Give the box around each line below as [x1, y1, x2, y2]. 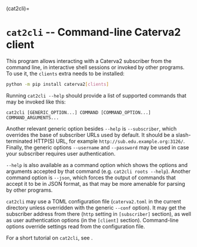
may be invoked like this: [6, 98, 66, 105]
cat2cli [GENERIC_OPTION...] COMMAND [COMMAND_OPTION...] [6, 109, 151, 115]
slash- [175, 131, 191, 138]
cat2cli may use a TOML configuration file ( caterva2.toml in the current [6, 198, 181, 205]
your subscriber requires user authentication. [6, 150, 116, 157]
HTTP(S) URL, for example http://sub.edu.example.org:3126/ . [33, 138, 185, 145]
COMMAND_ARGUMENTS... [6, 115, 59, 121]
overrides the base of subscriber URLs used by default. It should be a [6, 131, 175, 138]
